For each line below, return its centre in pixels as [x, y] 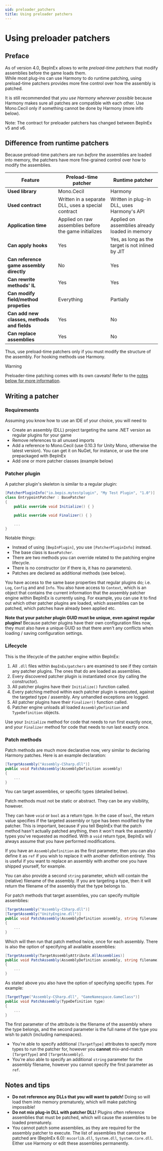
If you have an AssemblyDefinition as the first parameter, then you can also [80, 851]
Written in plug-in [131, 199]
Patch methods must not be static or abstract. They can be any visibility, [77, 801]
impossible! [24, 1107]
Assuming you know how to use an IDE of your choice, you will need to [76, 420]
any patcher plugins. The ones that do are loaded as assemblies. [77, 671]
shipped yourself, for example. [35, 866]
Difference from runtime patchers [57, 143]
